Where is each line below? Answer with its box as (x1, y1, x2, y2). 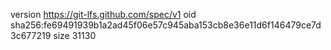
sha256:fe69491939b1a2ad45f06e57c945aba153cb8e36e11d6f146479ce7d (10, 19, 322, 31)
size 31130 (53, 30, 97, 41)
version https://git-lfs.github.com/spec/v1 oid (10, 9, 197, 20)
